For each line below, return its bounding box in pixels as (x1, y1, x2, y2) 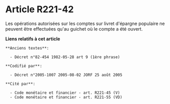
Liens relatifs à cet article (5, 36, 60, 42)
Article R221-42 (5, 4, 74, 15)
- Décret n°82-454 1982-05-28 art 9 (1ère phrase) (10, 55, 120, 60)
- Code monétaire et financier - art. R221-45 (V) (10, 90, 120, 95)
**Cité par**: (5, 81, 36, 86)
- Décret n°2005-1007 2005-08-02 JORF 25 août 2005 (10, 72, 123, 77)
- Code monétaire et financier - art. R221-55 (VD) (10, 94, 123, 100)
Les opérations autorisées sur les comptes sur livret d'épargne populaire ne (5, 20, 165, 27)
